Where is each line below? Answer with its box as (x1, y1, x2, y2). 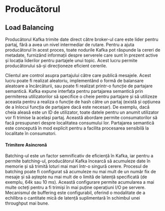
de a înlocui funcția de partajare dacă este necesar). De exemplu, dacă (5, 104, 150, 110)
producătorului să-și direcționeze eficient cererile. (5, 63, 108, 69)
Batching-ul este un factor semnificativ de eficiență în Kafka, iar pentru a (5, 153, 154, 159)
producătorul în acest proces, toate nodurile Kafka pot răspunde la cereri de (5, 47, 161, 53)
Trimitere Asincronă (5, 141, 47, 147)
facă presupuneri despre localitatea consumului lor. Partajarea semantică (5, 120, 155, 126)
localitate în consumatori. (5, 131, 57, 136)
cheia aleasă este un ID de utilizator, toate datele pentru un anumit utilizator (5, 109, 159, 115)
